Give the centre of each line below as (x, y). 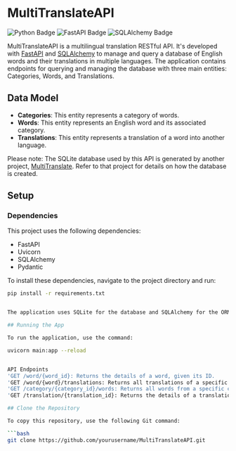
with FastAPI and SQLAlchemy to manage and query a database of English (115, 53)
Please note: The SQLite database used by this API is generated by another (116, 158)
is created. (23, 173)
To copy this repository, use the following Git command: (94, 421)
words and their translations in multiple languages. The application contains (117, 61)
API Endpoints (28, 369)
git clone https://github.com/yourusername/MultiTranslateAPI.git (106, 440)
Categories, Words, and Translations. (61, 76)
